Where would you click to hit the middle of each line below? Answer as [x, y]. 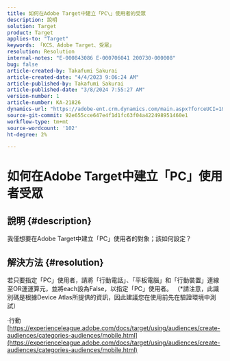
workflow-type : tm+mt [38, 122]
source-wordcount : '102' [42, 128]
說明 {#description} [50, 221]
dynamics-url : [27, 109]
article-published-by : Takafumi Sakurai [66, 84]
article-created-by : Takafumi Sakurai [62, 71]
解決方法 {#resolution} [55, 262]
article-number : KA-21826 [44, 103]
